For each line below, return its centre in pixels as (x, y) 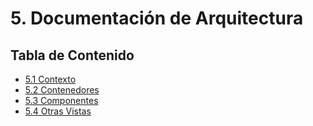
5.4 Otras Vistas (58, 111)
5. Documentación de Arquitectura (157, 18)
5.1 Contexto (50, 79)
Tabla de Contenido (72, 55)
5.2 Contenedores (62, 90)
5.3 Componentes (61, 100)
